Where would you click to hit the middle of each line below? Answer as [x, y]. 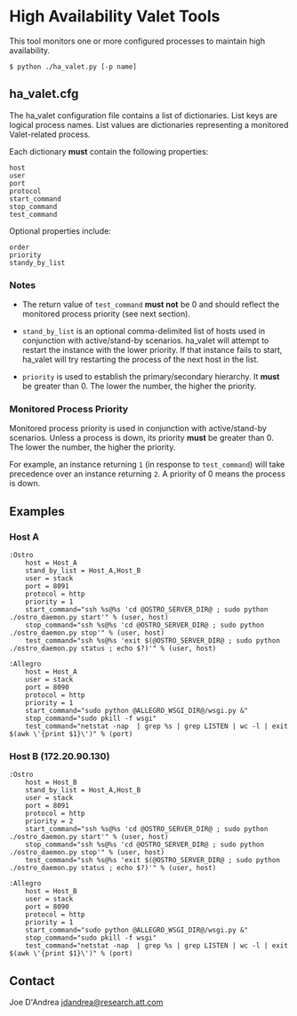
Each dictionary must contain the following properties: [109, 151]
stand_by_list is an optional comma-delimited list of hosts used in [143, 332]
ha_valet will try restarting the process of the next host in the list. [140, 360]
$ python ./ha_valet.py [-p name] [73, 67]
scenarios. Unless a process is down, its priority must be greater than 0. [141, 438]
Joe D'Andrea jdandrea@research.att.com [86, 1003]
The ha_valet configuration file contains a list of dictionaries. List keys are [144, 115]
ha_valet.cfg [44, 94]
